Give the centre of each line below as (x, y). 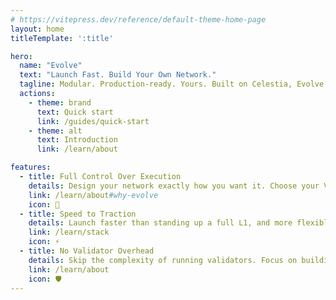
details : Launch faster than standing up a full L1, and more (160, 223)
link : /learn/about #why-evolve (93, 195)
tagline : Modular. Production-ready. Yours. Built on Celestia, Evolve (172, 84)
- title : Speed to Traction (78, 214)
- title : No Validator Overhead (87, 251)
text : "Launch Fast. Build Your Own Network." (118, 75)
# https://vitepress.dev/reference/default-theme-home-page (138, 19)
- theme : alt (55, 131)
